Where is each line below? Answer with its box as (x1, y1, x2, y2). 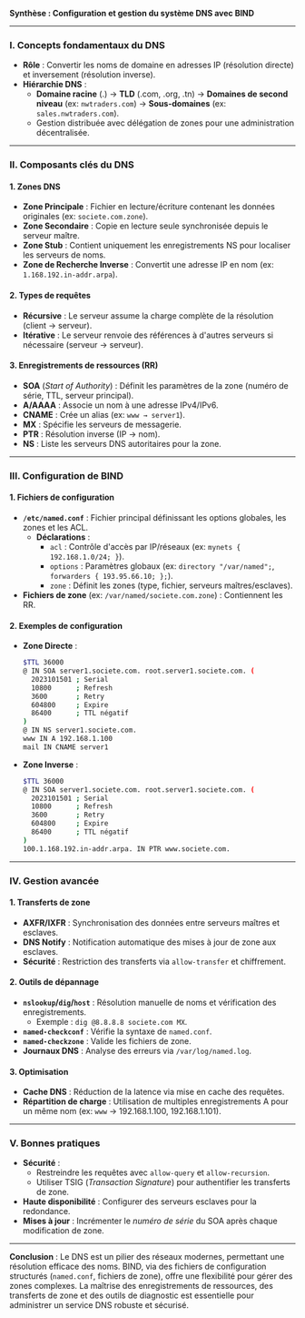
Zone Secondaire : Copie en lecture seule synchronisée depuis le (22, 220, 269, 231)
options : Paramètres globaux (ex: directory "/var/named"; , (49, 560, 275, 572)
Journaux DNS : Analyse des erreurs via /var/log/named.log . (22, 1045, 252, 1056)
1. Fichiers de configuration (9, 492, 115, 503)
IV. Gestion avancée (9, 874, 100, 887)
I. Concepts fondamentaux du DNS (9, 38, 165, 51)
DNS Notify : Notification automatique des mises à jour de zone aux (22, 937, 277, 948)
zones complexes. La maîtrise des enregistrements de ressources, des (9, 1281, 274, 1292)
